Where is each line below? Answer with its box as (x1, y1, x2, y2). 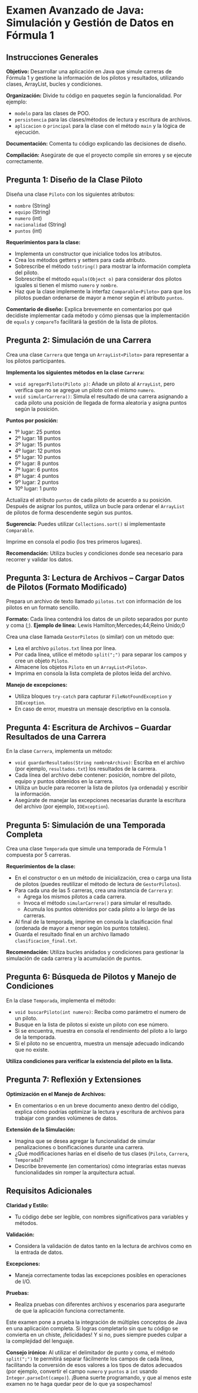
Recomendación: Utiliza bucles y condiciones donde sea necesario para (6, 550, 183, 557)
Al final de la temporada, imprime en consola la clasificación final (14, 918, 173, 926)
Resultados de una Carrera (6, 732, 107, 742)
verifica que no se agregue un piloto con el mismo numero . (14, 386, 156, 393)
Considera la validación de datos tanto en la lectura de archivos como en (14, 1242, 192, 1249)
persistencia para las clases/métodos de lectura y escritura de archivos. (14, 116, 192, 123)
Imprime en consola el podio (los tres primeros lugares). (6, 538, 143, 545)
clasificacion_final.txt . (14, 937, 78, 944)
